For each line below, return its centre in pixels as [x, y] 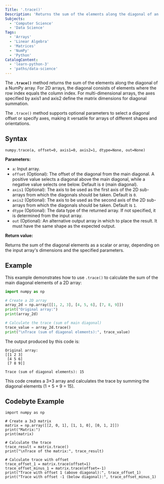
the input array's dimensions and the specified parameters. [65, 250]
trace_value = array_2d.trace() [38, 327]
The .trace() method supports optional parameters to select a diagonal [77, 113]
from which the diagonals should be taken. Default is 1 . [82, 205]
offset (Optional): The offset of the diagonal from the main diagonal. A [83, 174]
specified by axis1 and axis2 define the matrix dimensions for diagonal [76, 98]
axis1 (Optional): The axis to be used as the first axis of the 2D [75, 190]
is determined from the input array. [47, 216]
